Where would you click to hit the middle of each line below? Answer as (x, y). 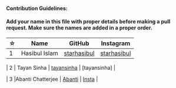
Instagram (116, 43)
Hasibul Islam (39, 53)
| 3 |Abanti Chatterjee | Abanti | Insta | (52, 79)
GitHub (79, 43)
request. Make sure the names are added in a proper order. (79, 28)
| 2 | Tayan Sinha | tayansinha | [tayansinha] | (61, 67)
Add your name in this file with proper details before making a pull (88, 22)
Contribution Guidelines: (37, 8)
